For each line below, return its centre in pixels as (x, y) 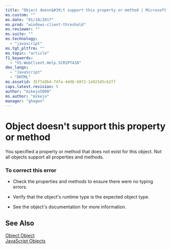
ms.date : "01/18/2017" (30, 20)
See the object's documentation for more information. (70, 207)
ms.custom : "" (21, 15)
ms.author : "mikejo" (27, 96)
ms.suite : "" (19, 34)
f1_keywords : (19, 58)
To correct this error (31, 170)
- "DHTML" (20, 77)
